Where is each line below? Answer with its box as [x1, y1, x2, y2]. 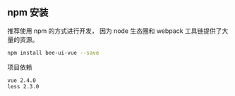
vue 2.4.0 [7, 76, 37, 84]
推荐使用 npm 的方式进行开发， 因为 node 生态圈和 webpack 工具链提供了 [7, 27, 222, 35]
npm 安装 [7, 6, 49, 19]
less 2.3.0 [7, 83, 40, 90]
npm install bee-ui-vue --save [7, 49, 100, 56]
